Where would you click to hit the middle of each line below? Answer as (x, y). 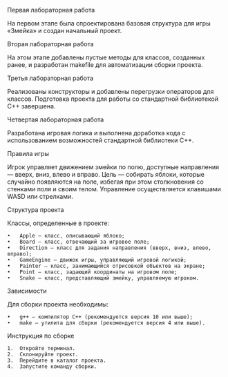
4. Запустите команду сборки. (52, 367)
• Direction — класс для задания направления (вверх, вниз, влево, (110, 248)
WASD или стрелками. (40, 196)
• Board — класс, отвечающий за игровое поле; (78, 242)
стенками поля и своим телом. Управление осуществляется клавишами (114, 189)
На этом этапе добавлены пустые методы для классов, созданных (106, 57)
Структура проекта (36, 210)
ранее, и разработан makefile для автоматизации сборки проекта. (105, 65)
